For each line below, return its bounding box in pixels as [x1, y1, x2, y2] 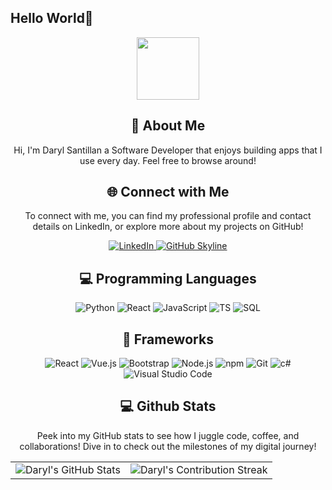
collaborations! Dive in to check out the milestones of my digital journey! [19, 440, 317, 452]
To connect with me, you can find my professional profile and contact [24, 210, 312, 222]
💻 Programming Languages [79, 270, 257, 287]
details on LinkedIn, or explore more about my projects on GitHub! [32, 221, 304, 233]
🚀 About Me [130, 117, 206, 135]
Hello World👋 [10, 10, 94, 27]
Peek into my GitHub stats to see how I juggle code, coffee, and [36, 429, 300, 441]
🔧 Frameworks [122, 331, 214, 348]
